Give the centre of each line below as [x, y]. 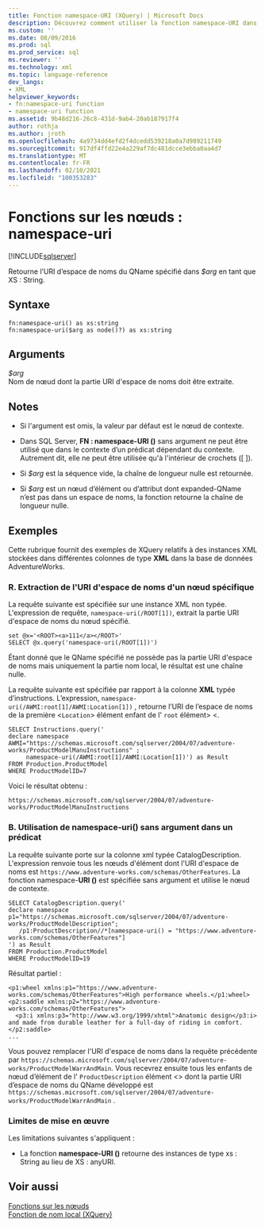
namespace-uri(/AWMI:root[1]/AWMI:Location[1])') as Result [127, 758]
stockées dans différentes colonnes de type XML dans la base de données [131, 558]
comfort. [229, 1022]
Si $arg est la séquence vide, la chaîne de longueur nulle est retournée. [136, 474]
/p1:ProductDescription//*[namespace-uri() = [95, 931]
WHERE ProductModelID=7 [48, 771]
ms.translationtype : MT [48, 156]
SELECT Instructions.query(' [56, 730]
